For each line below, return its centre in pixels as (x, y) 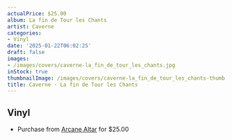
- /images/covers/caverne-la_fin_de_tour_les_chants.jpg (91, 65)
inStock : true (28, 71)
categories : (24, 33)
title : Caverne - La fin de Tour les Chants (73, 85)
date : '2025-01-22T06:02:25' (49, 46)
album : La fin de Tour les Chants (57, 20)
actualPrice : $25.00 (37, 14)
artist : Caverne (31, 26)
